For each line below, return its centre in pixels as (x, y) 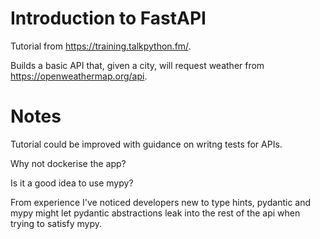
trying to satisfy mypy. (56, 223)
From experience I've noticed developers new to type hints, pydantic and (161, 202)
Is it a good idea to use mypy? (72, 183)
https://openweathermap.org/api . (79, 76)
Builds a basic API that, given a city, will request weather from (137, 65)
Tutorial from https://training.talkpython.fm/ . (101, 46)
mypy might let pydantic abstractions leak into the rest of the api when (155, 213)
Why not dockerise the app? (68, 163)
